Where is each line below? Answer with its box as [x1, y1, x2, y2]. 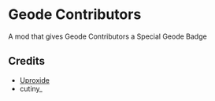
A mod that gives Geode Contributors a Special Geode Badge [8, 32, 207, 41]
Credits [8, 54, 46, 68]
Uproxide [19, 75, 50, 84]
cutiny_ [19, 84, 43, 93]
